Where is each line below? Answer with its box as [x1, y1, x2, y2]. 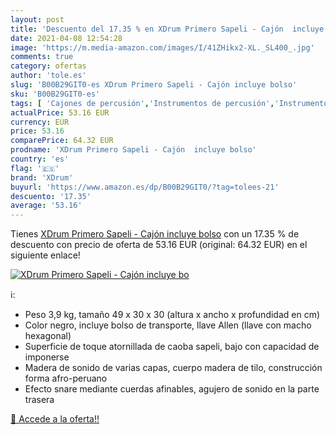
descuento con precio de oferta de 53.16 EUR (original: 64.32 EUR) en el [10, 239, 308, 251]
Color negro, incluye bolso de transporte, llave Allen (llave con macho [24, 319, 312, 331]
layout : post [10, 14, 65, 25]
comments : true [10, 52, 74, 62]
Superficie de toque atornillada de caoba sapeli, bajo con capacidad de [24, 341, 320, 353]
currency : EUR [10, 117, 70, 127]
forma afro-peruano [24, 372, 108, 385]
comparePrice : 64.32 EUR [10, 136, 114, 146]
